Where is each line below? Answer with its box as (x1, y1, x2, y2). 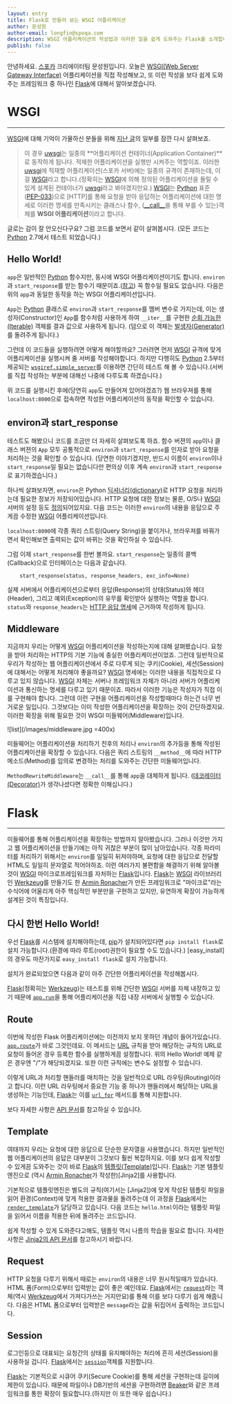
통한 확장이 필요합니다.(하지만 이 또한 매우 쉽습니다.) (30, 1389, 172, 1398)
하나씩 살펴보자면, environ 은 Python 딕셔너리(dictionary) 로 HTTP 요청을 (7, 486, 205, 494)
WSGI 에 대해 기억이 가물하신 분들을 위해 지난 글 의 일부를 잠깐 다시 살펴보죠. (7, 134, 211, 143)
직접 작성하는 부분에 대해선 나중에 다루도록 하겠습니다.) (14, 371, 162, 379)
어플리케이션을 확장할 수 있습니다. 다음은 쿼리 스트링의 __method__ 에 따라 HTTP (7, 748, 222, 756)
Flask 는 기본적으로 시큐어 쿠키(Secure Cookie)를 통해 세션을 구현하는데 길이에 (7, 1372, 220, 1380)
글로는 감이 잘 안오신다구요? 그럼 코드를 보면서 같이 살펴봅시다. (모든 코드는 (7, 224, 209, 233)
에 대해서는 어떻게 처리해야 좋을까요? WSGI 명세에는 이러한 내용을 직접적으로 (7, 668, 214, 677)
